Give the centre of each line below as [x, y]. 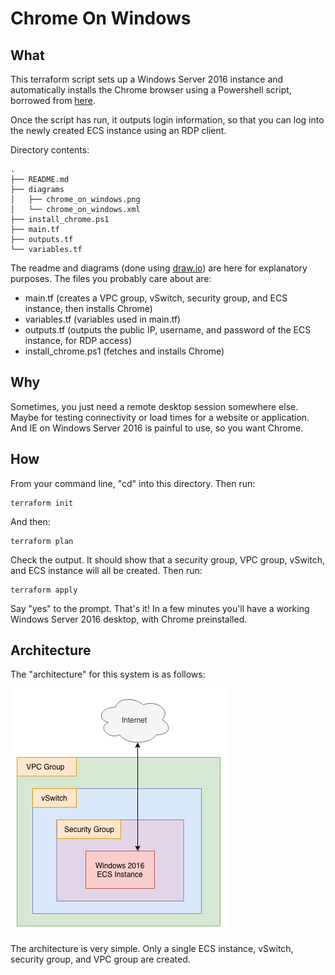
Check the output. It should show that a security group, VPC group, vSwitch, [168, 559]
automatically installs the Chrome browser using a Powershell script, [151, 90]
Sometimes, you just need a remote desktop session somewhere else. [154, 406]
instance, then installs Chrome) [88, 308]
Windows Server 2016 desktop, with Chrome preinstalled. [129, 619]
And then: [30, 521]
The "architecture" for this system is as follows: [108, 674]
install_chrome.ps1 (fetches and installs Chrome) [124, 351]
